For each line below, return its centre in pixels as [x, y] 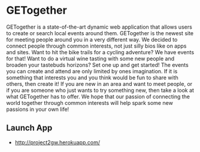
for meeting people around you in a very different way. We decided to [92, 39]
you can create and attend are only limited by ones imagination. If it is [92, 71]
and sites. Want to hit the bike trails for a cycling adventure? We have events [100, 52]
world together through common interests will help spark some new [90, 103]
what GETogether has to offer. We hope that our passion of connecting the [98, 97]
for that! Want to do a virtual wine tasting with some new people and [90, 58]
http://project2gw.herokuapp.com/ [57, 142]
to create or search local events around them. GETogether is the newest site [100, 33]
